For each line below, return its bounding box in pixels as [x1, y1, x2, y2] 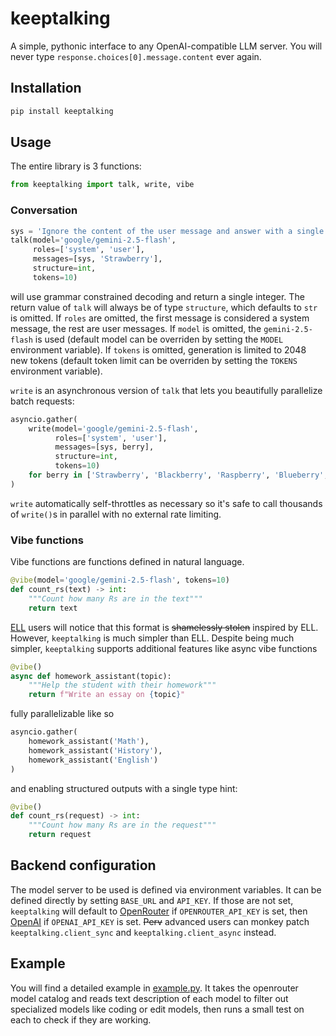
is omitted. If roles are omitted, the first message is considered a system [10, 312, 310, 324]
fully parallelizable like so [10, 708, 115, 720]
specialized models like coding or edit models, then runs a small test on [10, 1003, 305, 1015]
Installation [10, 80, 82, 97]
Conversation [10, 203, 78, 217]
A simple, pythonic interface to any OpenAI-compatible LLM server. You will [10, 40, 323, 52]
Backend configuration [10, 857, 157, 874]
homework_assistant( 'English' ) [28, 755, 159, 765]
